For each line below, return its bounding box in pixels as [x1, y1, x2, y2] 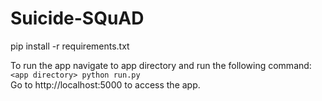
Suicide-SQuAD [10, 7, 145, 30]
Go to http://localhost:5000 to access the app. [10, 78, 201, 91]
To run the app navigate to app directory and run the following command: [10, 59, 312, 71]
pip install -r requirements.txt [10, 40, 130, 52]
